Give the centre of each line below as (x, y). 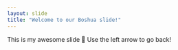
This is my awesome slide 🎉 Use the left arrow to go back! (89, 39)
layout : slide (27, 13)
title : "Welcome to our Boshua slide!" (64, 20)
